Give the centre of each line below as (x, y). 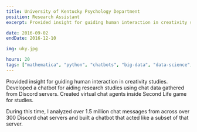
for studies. (20, 100)
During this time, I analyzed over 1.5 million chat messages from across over (98, 111)
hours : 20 (18, 60)
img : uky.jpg (22, 49)
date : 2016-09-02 (27, 33)
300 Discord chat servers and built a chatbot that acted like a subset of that (97, 117)
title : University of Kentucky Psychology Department (73, 11)
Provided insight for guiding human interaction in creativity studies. (87, 81)
